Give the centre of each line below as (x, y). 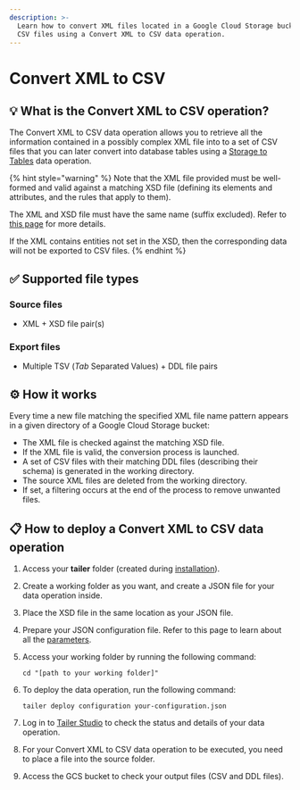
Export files (35, 346)
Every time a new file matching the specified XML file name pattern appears (149, 416)
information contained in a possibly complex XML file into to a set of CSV (144, 142)
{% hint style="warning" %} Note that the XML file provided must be (135, 179)
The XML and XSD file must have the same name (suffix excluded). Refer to (148, 214)
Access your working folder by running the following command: (139, 656)
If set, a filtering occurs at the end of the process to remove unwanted (151, 490)
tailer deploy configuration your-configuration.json (124, 706)
